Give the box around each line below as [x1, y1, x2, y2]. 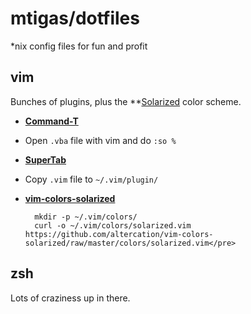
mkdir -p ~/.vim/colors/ [34, 212, 138, 222]
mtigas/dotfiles [10, 7, 140, 30]
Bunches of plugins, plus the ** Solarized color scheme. [10, 95, 242, 107]
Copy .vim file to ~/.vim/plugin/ [24, 173, 159, 185]
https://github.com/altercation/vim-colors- [24, 229, 214, 239]
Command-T [24, 115, 79, 127]
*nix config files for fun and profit [10, 40, 148, 52]
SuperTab [24, 153, 67, 166]
